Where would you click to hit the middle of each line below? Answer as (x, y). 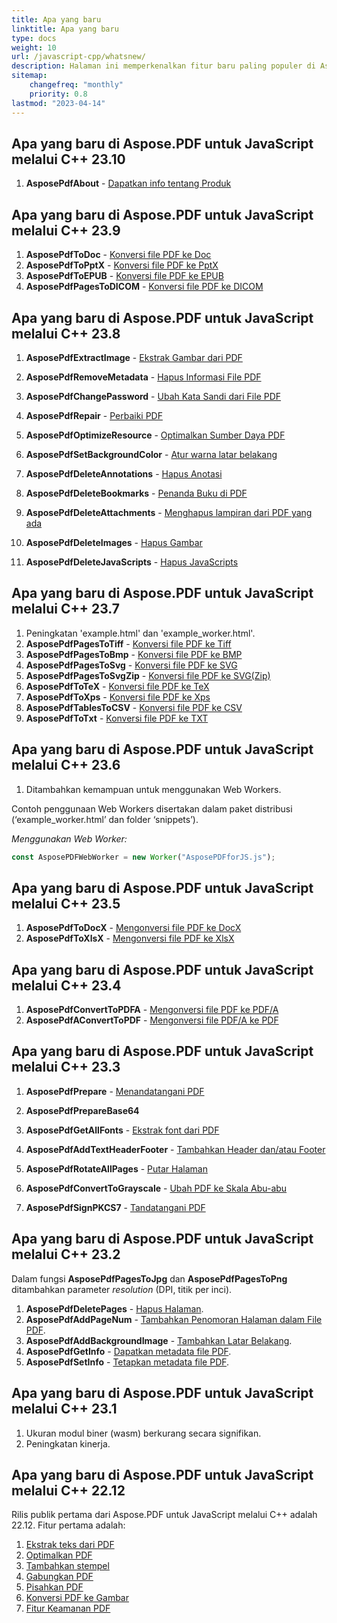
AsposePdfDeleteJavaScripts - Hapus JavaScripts (132, 562)
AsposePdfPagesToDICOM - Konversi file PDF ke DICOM (144, 287)
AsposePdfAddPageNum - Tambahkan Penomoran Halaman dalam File (174, 1319)
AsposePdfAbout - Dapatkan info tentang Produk (128, 183)
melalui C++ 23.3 (66, 1067)
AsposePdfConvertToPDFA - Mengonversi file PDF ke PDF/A (152, 1010)
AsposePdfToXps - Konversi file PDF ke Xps (118, 697)
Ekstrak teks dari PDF (70, 1545)
